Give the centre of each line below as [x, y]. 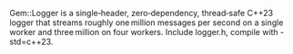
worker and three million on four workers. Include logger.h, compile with [144, 32]
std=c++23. [31, 41]
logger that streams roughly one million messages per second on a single [146, 22]
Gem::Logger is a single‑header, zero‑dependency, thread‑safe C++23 [141, 13]
